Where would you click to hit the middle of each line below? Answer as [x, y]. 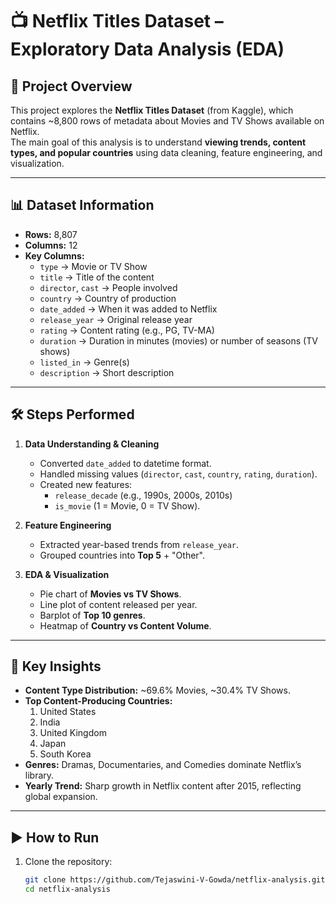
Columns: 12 [51, 245]
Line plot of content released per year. [118, 604]
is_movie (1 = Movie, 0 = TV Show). [127, 505]
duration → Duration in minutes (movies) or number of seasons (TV [178, 340]
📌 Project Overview [71, 86]
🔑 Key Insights [56, 666]
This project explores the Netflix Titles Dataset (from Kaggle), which [152, 110]
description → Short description [107, 372]
